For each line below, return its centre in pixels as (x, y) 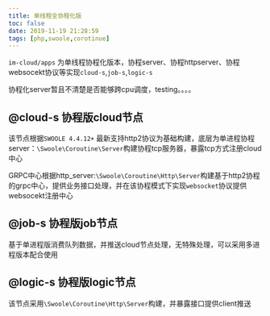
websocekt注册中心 (41, 196)
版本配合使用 (36, 254)
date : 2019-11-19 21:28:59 (54, 31)
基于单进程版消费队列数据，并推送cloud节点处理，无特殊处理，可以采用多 (131, 244)
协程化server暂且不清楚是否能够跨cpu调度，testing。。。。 (102, 89)
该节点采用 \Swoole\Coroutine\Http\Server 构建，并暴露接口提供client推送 (130, 303)
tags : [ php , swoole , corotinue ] (59, 38)
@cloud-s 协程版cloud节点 (76, 117)
